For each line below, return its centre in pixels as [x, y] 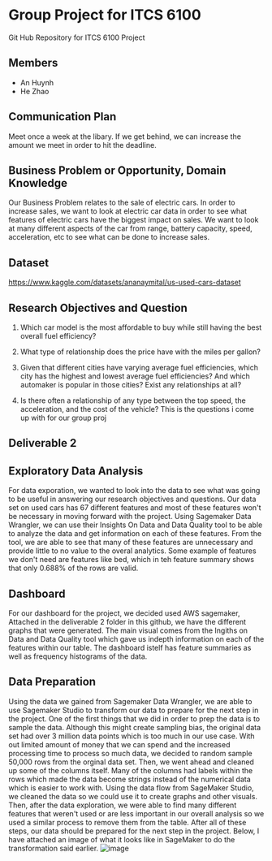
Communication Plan [63, 117]
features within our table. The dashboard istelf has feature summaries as [130, 648]
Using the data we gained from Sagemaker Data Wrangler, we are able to [130, 701]
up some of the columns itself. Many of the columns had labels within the [131, 770]
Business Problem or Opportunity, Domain [117, 170]
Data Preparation [52, 682]
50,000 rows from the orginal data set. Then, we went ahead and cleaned [131, 762]
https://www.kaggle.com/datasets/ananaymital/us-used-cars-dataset [125, 283]
